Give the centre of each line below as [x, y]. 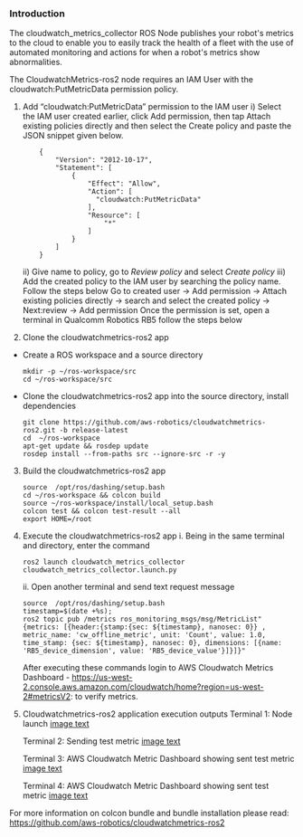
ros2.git [39, 431]
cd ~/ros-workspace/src [67, 380]
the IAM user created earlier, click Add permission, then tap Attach [147, 117]
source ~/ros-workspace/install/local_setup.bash [118, 504]
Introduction [37, 14]
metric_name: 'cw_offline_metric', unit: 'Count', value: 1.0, [144, 635]
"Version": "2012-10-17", [104, 160]
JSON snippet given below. [73, 136]
